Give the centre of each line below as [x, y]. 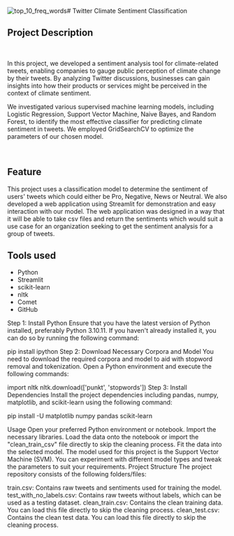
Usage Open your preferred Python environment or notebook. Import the [112, 430]
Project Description [50, 33]
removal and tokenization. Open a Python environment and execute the [109, 366]
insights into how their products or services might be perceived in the [107, 85]
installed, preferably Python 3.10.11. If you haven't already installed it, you [112, 331]
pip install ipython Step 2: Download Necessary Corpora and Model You [111, 352]
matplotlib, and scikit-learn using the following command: [90, 402]
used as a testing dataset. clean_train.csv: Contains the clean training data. [115, 503]
